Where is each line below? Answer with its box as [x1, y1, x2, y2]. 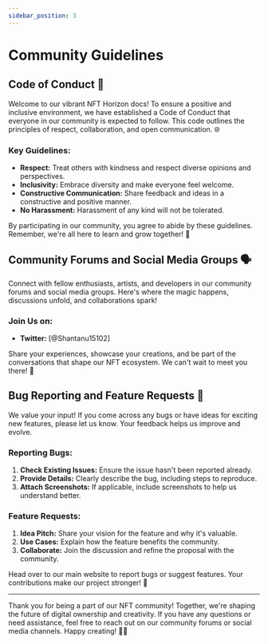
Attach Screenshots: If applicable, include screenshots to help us [19, 482, 237, 492]
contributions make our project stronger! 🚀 [8, 578, 148, 587]
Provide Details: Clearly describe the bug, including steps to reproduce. [19, 474, 258, 484]
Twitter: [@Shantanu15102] [19, 334, 110, 343]
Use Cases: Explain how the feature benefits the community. [19, 537, 220, 547]
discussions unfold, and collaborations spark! [8, 295, 158, 305]
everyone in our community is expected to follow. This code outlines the [8, 116, 245, 125]
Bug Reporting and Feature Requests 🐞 [8, 389, 205, 403]
